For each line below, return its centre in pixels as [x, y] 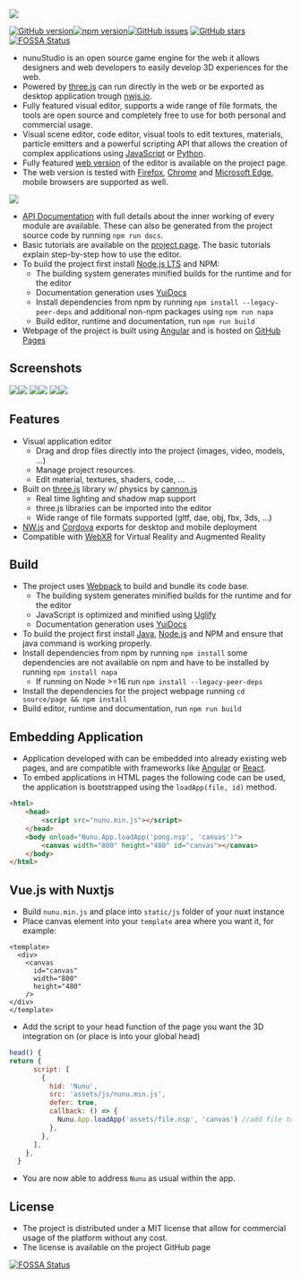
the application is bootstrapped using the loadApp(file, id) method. [150, 787]
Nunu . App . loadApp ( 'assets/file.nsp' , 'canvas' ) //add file [169, 1120]
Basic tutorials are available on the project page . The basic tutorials [146, 245]
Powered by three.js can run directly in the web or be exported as [143, 86]
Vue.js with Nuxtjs [62, 890]
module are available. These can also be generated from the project [147, 225]
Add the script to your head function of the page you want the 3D [143, 1027]
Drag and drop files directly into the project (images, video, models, [160, 450]
